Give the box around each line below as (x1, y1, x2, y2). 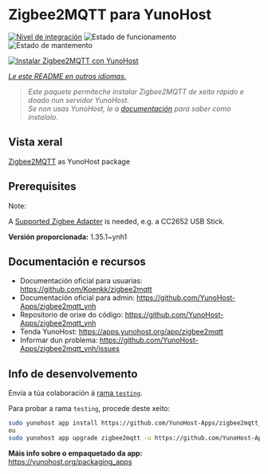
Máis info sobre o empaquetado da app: (8, 448, 143, 458)
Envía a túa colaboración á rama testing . (8, 389, 143, 398)
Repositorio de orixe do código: (19, 310, 124, 320)
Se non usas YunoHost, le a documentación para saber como (27, 104, 231, 113)
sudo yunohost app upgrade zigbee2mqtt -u (8, 433, 152, 442)
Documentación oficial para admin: (19, 293, 136, 302)
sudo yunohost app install (8, 419, 98, 428)
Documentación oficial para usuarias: (19, 276, 143, 286)
